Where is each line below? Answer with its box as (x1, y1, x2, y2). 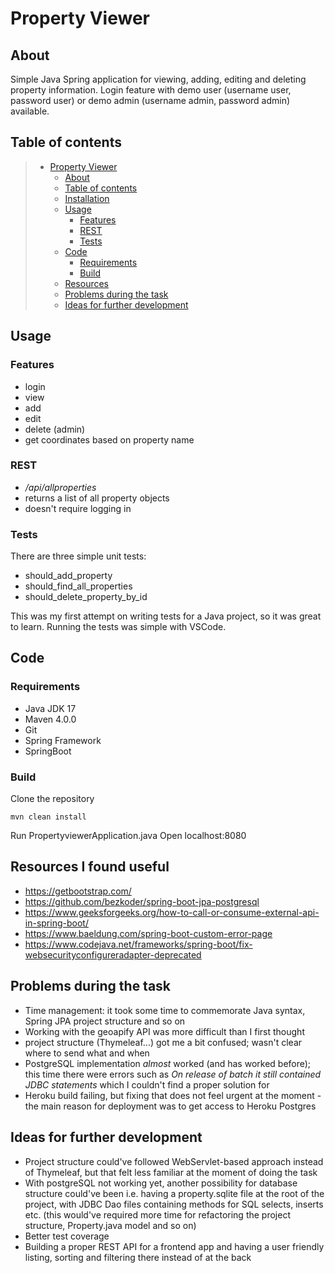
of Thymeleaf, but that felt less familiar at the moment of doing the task (24, 1166, 318, 1178)
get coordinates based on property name (24, 433, 195, 446)
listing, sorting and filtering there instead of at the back (24, 1251, 252, 1263)
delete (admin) (24, 423, 86, 435)
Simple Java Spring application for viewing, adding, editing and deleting (10, 73, 307, 85)
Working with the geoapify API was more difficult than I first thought (24, 1025, 305, 1037)
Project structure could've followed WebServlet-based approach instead (24, 1155, 324, 1167)
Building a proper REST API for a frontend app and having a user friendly (24, 1240, 325, 1252)
